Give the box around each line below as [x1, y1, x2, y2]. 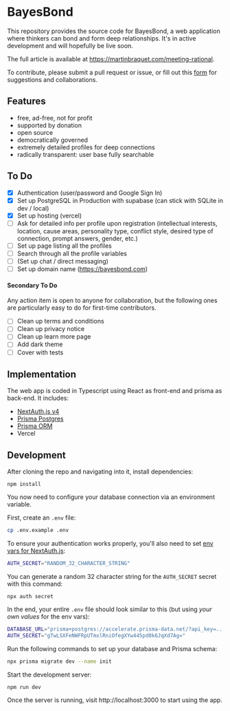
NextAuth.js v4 [16, 407, 60, 416]
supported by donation [16, 121, 82, 129]
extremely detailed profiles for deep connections [16, 142, 156, 151]
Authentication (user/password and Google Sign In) [16, 189, 163, 197]
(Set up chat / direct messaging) [16, 257, 108, 265]
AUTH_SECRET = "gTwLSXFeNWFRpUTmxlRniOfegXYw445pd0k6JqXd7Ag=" [7, 632, 186, 639]
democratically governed [16, 136, 88, 144]
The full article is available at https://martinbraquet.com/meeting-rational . [7, 54, 215, 63]
